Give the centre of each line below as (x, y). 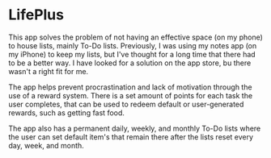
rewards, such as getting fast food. (67, 112)
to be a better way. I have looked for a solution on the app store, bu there (130, 63)
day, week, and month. (47, 145)
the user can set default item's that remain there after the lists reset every (131, 137)
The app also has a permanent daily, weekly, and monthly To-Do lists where (135, 128)
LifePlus (36, 15)
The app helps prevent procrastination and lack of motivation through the (130, 87)
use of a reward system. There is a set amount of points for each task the (131, 95)
